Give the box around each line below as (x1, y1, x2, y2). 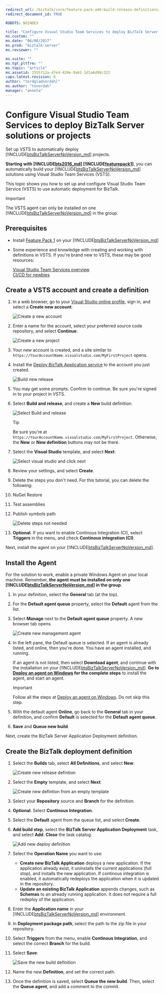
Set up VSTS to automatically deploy (5, 146, 79, 152)
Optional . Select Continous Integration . (12, 807, 93, 813)
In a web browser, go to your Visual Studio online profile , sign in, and (12, 299, 150, 305)
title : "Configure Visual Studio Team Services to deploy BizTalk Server (5, 29, 159, 34)
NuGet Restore (12, 492, 43, 498)
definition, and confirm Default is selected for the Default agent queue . (12, 714, 157, 720)
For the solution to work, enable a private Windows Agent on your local (5, 572, 148, 577)
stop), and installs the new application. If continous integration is (19, 870, 149, 876)
